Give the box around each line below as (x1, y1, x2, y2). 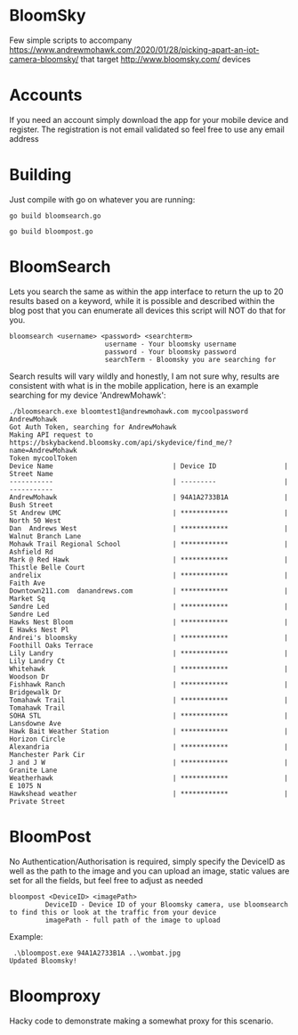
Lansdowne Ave (9, 719, 62, 727)
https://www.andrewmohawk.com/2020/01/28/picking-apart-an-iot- (9, 44, 260, 54)
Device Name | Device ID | (9, 461, 289, 471)
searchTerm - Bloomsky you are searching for (104, 355, 277, 364)
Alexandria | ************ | (9, 742, 289, 752)
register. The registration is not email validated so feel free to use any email (9, 124, 285, 135)
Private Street (9, 797, 66, 806)
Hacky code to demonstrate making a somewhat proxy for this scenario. (9, 1015, 274, 1026)
